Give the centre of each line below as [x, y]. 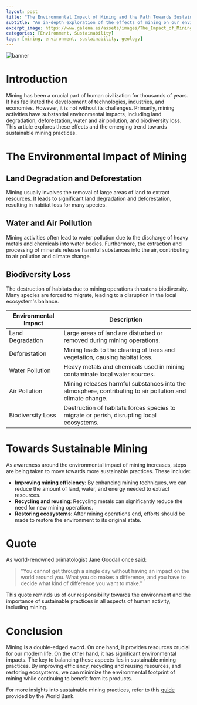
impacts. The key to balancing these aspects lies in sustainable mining [91, 660]
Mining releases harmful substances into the [125, 383]
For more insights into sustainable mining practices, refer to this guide [90, 690]
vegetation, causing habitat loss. [108, 357]
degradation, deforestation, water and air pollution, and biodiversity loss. [94, 120]
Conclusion [35, 631]
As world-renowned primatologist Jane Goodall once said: [77, 560]
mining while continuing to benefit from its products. [69, 679]
